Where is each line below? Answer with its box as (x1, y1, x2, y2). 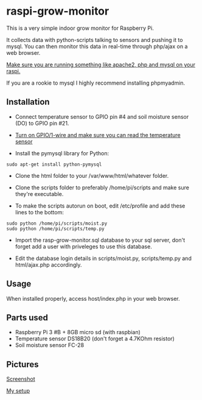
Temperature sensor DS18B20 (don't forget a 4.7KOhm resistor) (15, 335, 175, 342)
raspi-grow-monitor (6, 4, 110, 18)
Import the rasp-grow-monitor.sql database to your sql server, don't (15, 236, 186, 244)
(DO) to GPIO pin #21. (15, 119, 69, 127)
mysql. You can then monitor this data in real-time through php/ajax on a (6, 43, 188, 50)
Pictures (6, 359, 39, 370)
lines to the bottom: (15, 208, 64, 216)
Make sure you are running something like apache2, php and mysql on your (6, 61, 196, 68)
